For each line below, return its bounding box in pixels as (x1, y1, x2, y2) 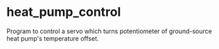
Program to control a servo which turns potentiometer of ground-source (6, 27, 212, 35)
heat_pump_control (6, 4, 121, 20)
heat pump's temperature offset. (6, 34, 99, 42)
